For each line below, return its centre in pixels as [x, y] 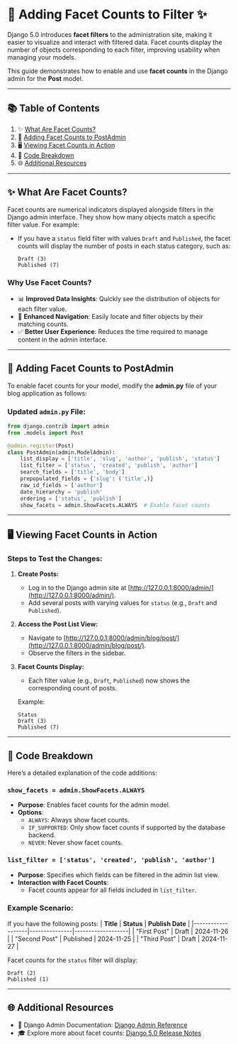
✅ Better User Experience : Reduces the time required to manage [113, 331]
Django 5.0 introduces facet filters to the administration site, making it [110, 34]
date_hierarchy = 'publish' [61, 492]
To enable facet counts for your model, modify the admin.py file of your [112, 386]
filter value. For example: [44, 224]
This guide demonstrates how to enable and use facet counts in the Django [118, 71]
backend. [42, 835]
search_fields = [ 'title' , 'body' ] [73, 472]
